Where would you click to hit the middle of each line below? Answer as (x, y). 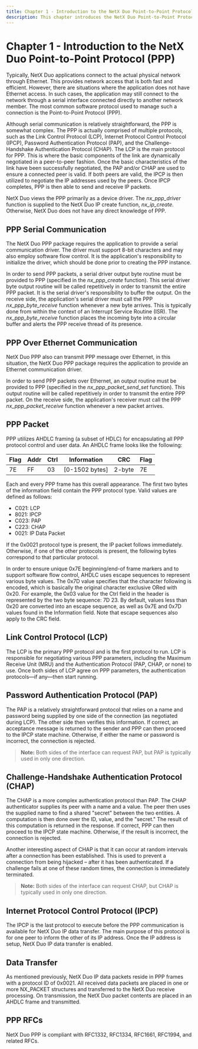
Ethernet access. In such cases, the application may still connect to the (92, 94)
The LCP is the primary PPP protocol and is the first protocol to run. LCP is (96, 651)
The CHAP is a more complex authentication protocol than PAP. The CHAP (96, 800)
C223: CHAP (30, 527)
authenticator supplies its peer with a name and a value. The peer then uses (98, 807)
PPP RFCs (24, 1020)
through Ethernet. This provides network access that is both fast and (90, 81)
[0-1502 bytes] (86, 469)
